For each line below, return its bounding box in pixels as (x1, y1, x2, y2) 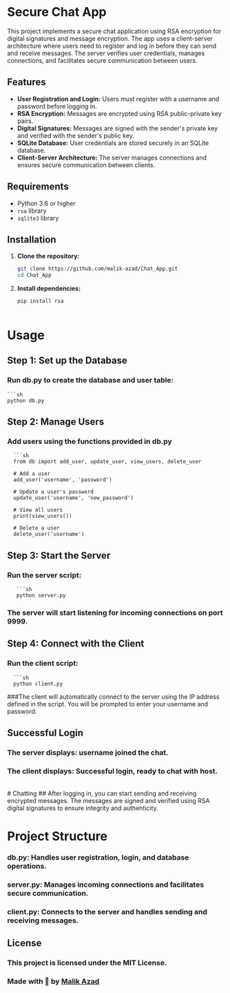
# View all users (13, 507, 63, 514)
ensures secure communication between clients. (17, 160, 156, 169)
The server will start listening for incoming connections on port (7, 608, 223, 618)
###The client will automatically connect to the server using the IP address (7, 692, 220, 701)
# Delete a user (13, 525, 60, 532)
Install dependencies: (17, 285, 81, 293)
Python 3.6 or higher (17, 199, 76, 207)
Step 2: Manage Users (7, 416, 105, 428)
